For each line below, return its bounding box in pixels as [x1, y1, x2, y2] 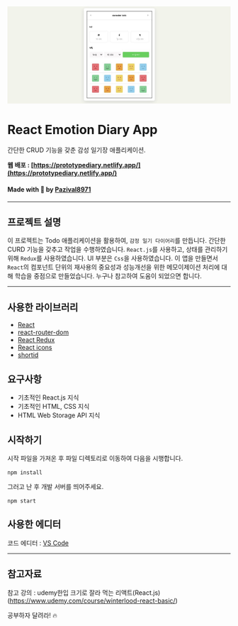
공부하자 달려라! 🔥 [7, 610, 58, 620]
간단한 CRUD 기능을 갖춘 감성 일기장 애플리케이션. [7, 145, 147, 155]
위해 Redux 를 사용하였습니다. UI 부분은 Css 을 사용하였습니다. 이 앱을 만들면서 [7, 254, 218, 263]
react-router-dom [17, 328, 69, 336]
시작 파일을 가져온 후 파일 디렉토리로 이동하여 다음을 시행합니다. [7, 454, 183, 462]
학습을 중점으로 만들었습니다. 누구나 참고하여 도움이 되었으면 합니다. [14, 272, 202, 280]
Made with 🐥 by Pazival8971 [7, 185, 91, 194]
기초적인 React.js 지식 [17, 393, 79, 402]
